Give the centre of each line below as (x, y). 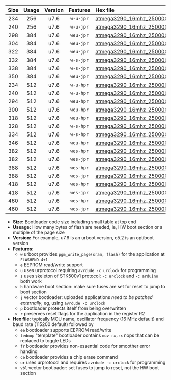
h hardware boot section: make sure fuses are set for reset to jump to (93, 287)
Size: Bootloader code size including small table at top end (74, 222)
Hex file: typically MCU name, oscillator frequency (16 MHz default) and (88, 319)
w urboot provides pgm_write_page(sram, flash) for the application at (92, 254)
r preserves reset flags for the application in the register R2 (82, 314)
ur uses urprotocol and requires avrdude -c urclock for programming (93, 362)
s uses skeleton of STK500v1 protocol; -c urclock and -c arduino (89, 276)
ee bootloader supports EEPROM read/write (66, 330)
